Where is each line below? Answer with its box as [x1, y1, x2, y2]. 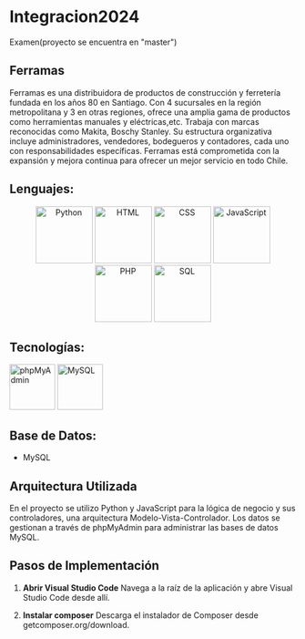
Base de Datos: [9, 428, 97, 443]
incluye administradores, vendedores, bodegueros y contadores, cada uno [9, 135, 290, 147]
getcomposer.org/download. [22, 619, 130, 630]
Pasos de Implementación [9, 558, 159, 573]
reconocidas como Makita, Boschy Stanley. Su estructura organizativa [9, 126, 273, 137]
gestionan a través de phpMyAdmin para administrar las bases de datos [9, 522, 280, 532]
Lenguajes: [9, 181, 75, 197]
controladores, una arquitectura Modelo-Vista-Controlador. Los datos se [9, 512, 280, 523]
